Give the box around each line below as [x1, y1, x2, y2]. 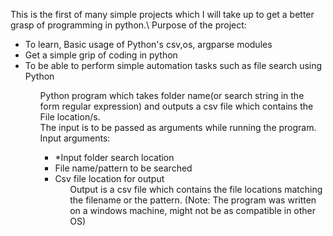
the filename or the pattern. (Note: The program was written [69, 194, 317, 206]
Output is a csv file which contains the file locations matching [69, 184, 323, 195]
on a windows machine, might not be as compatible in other [69, 205, 317, 216]
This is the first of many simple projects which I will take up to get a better [10, 9, 315, 20]
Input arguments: [39, 132, 111, 144]
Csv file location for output [54, 173, 165, 184]
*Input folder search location [54, 152, 175, 163]
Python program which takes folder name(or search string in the [39, 90, 305, 101]
